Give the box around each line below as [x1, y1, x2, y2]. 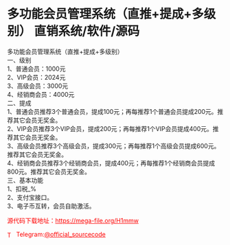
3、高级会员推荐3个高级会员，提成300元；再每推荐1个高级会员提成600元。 [7, 141, 220, 150]
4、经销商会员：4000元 [7, 90, 75, 98]
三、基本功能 [7, 176, 43, 184]
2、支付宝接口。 [7, 193, 54, 201]
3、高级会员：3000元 [7, 82, 69, 90]
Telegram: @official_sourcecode [16, 230, 106, 238]
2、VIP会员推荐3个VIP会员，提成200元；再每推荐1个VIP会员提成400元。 [7, 124, 213, 132]
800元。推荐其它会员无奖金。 [7, 167, 91, 176]
